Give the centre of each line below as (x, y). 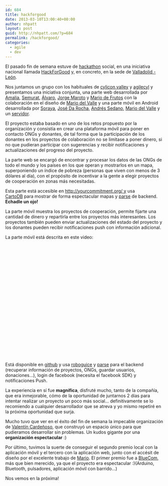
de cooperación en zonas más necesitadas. (50, 181)
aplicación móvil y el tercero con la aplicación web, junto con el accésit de (82, 452)
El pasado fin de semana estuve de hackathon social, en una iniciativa (78, 66)
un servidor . (18, 113)
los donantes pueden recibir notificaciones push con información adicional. (83, 227)
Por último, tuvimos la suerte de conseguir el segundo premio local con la (81, 447)
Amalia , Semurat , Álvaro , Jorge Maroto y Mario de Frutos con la (71, 97)
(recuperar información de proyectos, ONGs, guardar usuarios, (70, 370)
